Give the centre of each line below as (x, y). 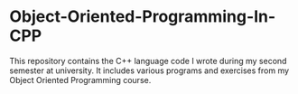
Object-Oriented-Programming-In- (143, 17)
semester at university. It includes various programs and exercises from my (149, 70)
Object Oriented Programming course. (80, 80)
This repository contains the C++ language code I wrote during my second (148, 61)
